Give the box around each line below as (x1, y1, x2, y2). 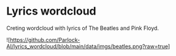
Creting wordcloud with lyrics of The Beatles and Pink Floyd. (6, 24, 159, 32)
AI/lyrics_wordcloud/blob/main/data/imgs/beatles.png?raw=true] (6, 43, 170, 50)
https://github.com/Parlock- (10, 36, 80, 43)
